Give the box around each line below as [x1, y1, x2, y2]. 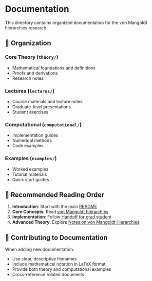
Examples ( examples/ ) [5, 155, 57, 162]
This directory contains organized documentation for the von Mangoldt [5, 20, 148, 25]
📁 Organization [5, 39, 51, 47]
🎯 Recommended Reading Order [5, 190, 105, 199]
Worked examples [12, 166, 49, 172]
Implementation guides [12, 132, 58, 138]
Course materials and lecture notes [12, 98, 83, 104]
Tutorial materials [12, 171, 47, 177]
